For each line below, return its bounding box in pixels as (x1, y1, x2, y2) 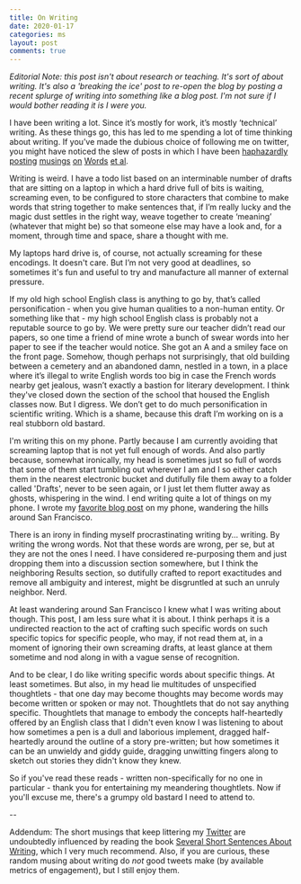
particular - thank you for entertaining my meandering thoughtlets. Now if (9, 782, 281, 793)
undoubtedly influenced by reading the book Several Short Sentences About (9, 836, 292, 847)
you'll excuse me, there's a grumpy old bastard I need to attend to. (9, 792, 255, 803)
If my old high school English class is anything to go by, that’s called (9, 294, 261, 305)
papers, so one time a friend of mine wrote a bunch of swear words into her (9, 332, 289, 343)
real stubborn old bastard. (9, 418, 106, 429)
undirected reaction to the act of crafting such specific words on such (9, 623, 268, 634)
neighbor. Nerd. (9, 586, 67, 598)
